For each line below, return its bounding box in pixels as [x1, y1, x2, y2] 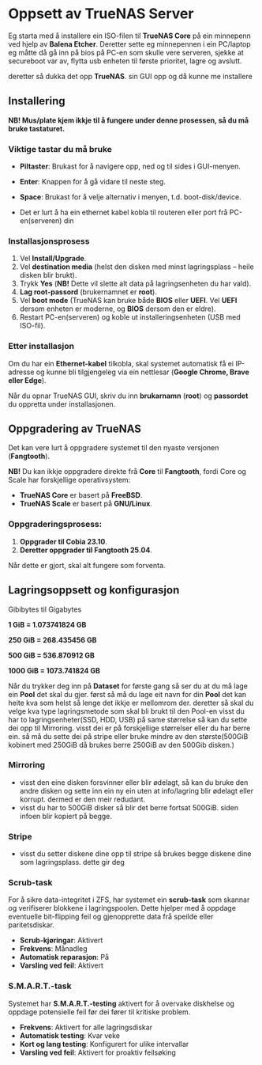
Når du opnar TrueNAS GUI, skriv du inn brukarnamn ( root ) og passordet [8, 391, 249, 400]
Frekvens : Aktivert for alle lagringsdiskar [19, 1022, 152, 1032]
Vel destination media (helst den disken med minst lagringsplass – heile [19, 262, 254, 271]
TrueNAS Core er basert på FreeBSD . [19, 491, 143, 500]
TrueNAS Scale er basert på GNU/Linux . [19, 499, 152, 509]
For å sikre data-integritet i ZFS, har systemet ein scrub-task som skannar [8, 895, 250, 904]
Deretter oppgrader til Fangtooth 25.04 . [19, 545, 152, 555]
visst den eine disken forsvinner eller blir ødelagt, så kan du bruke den [19, 777, 249, 787]
